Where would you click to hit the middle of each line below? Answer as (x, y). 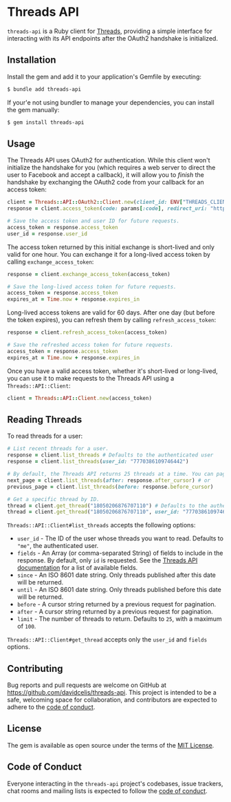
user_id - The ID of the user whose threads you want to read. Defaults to (120, 538)
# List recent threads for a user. (58, 449)
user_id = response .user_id (47, 234)
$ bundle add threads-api (44, 89)
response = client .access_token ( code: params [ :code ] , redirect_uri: (107, 209)
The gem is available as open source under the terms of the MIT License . (111, 745)
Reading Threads (45, 420)
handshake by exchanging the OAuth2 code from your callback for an (106, 182)
